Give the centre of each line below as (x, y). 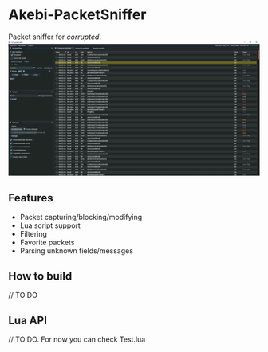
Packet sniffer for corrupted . (55, 37)
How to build (40, 276)
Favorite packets (47, 242)
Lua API (28, 320)
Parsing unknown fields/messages (77, 251)
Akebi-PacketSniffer (77, 15)
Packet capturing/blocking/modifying (81, 217)
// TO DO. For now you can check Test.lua (77, 339)
